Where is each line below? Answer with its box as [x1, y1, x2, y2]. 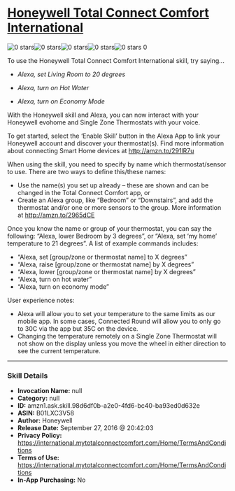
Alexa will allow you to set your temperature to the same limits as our [17, 309, 215, 318]
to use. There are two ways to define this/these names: [7, 167, 166, 176]
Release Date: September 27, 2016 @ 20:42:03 [17, 424, 154, 432]
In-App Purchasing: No [17, 476, 86, 484]
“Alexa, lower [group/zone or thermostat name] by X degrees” [17, 267, 196, 276]
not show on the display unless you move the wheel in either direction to [17, 339, 226, 348]
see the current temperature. [17, 346, 101, 355]
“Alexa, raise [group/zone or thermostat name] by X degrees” [17, 260, 194, 269]
